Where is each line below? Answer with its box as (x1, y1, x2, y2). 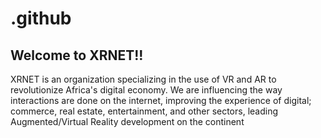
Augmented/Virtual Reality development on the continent (10, 116, 245, 127)
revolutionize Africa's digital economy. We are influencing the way (10, 84, 283, 96)
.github (10, 7, 72, 30)
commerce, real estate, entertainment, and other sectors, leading (10, 105, 279, 117)
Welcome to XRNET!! (10, 47, 144, 64)
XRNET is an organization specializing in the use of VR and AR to (10, 73, 277, 85)
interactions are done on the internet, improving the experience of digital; (10, 95, 312, 106)
